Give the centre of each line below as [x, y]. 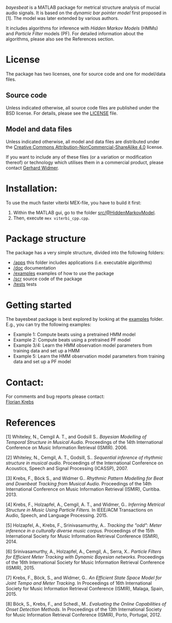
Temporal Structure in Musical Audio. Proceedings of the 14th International [84, 442]
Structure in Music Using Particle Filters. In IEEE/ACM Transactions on [79, 510]
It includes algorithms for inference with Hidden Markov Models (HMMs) [82, 28]
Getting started [39, 305]
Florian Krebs [20, 402]
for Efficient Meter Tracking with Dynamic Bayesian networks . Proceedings [85, 557]
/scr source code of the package [48, 279]
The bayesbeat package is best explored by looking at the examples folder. [85, 319]
